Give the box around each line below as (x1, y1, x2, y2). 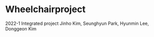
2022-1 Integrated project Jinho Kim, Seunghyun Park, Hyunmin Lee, (5, 20, 149, 26)
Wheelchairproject (5, 4, 86, 15)
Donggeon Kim (5, 25, 36, 31)
